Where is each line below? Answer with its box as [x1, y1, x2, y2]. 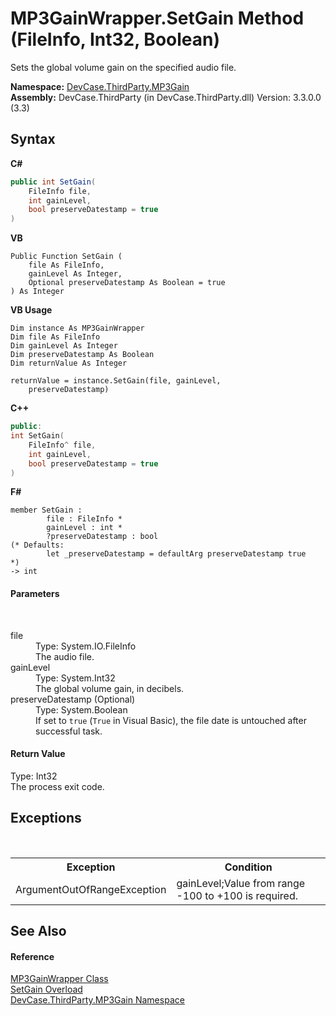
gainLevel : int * [46, 523, 123, 533]
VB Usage [10, 304, 53, 316]
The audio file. [35, 650, 95, 662]
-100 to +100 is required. [176, 888, 298, 902]
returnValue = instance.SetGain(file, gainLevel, [10, 376, 222, 386]
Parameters [10, 587, 60, 599]
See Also [10, 922, 67, 939]
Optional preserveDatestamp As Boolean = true [28, 278, 226, 288]
